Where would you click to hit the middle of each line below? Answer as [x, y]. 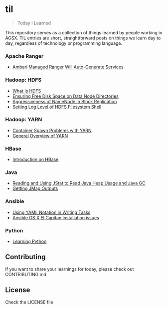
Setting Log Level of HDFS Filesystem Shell [57, 107]
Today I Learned [34, 23]
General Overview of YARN [40, 136]
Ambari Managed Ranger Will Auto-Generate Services [68, 67]
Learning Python [29, 241]
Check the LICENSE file [29, 302]
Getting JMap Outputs [35, 188]
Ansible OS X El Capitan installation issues [56, 217]
